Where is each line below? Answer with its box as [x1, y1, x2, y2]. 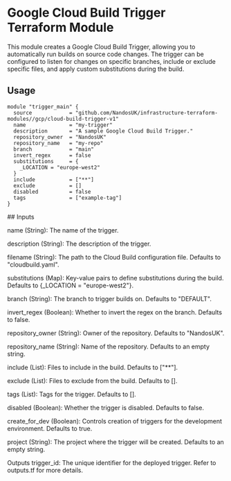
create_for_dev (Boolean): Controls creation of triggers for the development [7, 416, 223, 425]
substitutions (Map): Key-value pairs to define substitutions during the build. [7, 273, 224, 282]
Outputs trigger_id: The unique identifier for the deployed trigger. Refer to [7, 458, 216, 466]
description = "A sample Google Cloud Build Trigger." [13, 127, 194, 135]
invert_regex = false [13, 151, 91, 159]
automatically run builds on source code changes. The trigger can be [7, 50, 204, 58]
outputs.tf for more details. [7, 466, 83, 474]
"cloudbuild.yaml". [7, 260, 59, 269]
